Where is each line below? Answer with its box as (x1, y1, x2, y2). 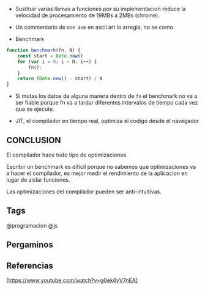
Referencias (6, 260, 54, 271)
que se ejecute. (15, 105, 54, 113)
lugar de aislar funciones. (6, 176, 70, 183)
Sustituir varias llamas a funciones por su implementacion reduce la (15, 6, 186, 12)
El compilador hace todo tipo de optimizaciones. (6, 151, 129, 158)
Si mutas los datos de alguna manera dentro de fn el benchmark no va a (15, 92, 198, 100)
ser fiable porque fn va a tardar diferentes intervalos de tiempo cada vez (15, 99, 198, 106)
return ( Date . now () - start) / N (17, 76, 103, 82)
